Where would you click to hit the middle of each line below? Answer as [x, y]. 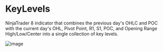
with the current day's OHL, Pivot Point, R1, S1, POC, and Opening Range [81, 28]
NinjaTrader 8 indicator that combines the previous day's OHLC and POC [81, 23]
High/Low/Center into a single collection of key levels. [62, 34]
